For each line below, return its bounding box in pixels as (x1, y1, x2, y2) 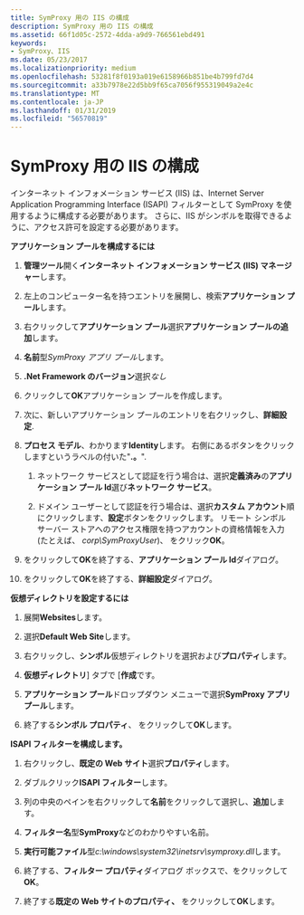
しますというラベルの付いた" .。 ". (23, 452, 147, 462)
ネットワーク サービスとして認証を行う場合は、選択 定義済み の (36, 471, 270, 481)
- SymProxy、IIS (10, 47, 71, 56)
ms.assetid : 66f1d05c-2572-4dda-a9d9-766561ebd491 (10, 30, 205, 39)
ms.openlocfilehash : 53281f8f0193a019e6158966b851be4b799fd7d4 (10, 72, 254, 81)
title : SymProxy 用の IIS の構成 (10, 13, 129, 23)
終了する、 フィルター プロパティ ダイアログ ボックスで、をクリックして (23, 865, 289, 876)
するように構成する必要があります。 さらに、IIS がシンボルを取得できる (17, 210, 285, 222)
